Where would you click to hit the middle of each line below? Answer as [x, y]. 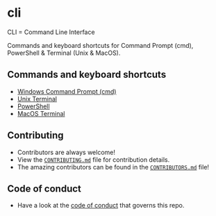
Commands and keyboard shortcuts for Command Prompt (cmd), [100, 45]
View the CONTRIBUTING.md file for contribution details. [93, 159]
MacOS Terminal [41, 113]
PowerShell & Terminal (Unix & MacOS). [64, 53]
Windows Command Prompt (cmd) [67, 91]
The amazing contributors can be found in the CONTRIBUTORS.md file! [113, 167]
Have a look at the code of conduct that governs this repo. [101, 206]
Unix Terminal [37, 99]
